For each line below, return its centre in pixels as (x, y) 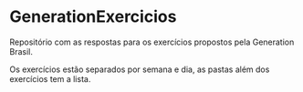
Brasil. (21, 51)
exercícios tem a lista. (50, 78)
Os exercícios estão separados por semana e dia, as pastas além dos (140, 69)
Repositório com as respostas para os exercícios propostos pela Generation (152, 42)
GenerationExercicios (93, 17)
